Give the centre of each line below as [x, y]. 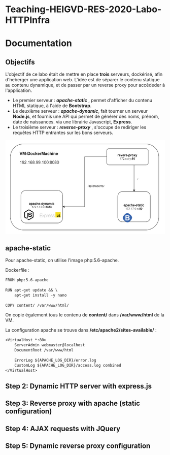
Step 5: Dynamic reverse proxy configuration [78, 446]
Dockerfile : [17, 270]
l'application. [19, 90]
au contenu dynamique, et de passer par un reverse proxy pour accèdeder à [85, 85]
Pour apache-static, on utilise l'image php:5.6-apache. [62, 261]
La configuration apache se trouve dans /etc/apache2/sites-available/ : [81, 330]
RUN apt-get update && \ [31, 290]
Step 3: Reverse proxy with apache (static [73, 403]
